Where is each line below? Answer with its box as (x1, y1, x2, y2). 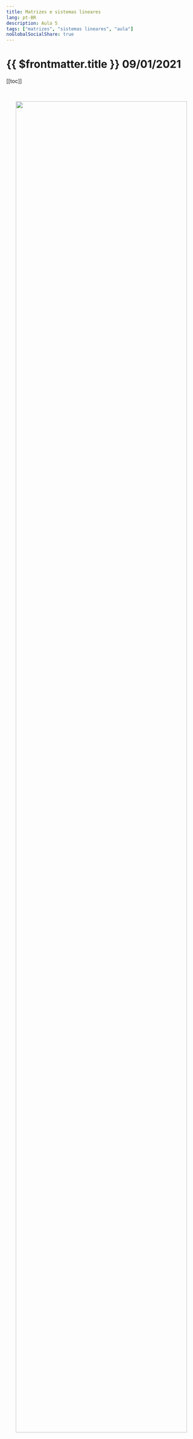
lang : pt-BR (6, 15, 36, 21)
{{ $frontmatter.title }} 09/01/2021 (6, 57, 182, 71)
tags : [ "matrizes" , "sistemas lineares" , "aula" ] (6, 25, 134, 32)
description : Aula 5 (6, 20, 59, 26)
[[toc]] (6, 77, 22, 85)
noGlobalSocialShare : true (6, 31, 74, 38)
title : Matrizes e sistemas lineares (6, 8, 101, 15)
